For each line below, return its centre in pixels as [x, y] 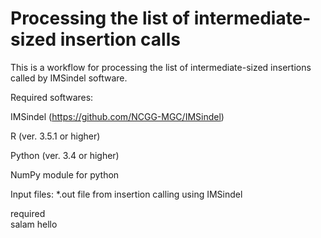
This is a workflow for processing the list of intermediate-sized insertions [161, 67]
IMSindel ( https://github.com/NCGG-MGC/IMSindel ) [117, 116]
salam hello [34, 224]
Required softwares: [52, 97]
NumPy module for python [65, 174]
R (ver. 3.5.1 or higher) [55, 136]
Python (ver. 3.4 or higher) [65, 155]
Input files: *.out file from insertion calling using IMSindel [126, 194]
